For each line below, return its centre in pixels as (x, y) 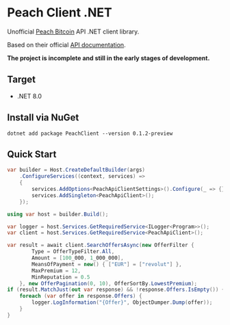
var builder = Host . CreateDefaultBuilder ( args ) (76, 170)
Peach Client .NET (60, 13)
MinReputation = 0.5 (61, 277)
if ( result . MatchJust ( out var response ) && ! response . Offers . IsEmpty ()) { (116, 290)
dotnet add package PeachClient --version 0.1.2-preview (90, 133)
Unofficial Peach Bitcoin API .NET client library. (73, 31)
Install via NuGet (43, 118)
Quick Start (32, 154)
